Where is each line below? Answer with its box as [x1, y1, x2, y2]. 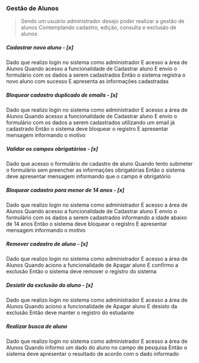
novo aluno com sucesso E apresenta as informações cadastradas [6, 78, 169, 85]
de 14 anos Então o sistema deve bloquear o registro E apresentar [6, 220, 168, 228]
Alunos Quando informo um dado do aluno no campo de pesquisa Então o [6, 344, 188, 351]
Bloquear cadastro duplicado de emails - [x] [6, 91, 118, 99]
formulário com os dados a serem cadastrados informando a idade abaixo [6, 214, 187, 221]
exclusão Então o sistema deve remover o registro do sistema [6, 268, 157, 275]
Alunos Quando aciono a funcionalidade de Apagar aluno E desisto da [6, 303, 178, 310]
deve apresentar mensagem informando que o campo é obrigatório [6, 173, 171, 180]
